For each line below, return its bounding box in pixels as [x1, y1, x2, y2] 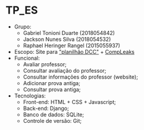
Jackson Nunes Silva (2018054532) [23, 35, 111, 43]
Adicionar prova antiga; [23, 79, 81, 86]
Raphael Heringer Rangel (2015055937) [23, 42, 120, 49]
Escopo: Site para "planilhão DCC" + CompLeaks [14, 48, 135, 55]
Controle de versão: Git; [23, 117, 82, 124]
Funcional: [14, 54, 40, 61]
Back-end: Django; [23, 105, 69, 112]
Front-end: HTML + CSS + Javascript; [23, 98, 117, 105]
